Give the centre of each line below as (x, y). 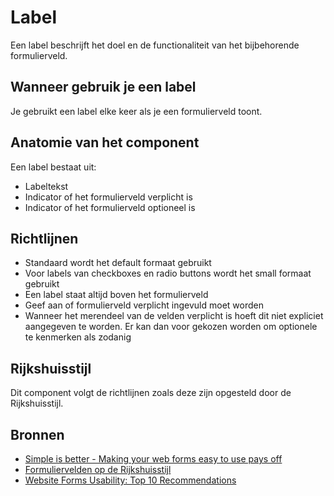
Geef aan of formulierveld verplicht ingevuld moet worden (144, 305)
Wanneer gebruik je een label (103, 87)
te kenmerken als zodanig (78, 337)
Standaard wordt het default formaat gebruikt (118, 263)
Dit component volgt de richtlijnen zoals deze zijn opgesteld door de (151, 393)
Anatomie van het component (105, 142)
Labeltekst (46, 186)
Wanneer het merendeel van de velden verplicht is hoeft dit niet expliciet (174, 316)
